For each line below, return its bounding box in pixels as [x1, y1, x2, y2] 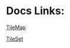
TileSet [6, 35, 24, 42]
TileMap [6, 24, 26, 31]
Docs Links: [6, 4, 65, 18]
